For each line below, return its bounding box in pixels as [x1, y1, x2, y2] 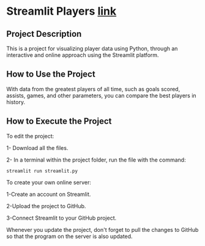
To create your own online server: [6, 179, 92, 186]
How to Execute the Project [6, 116, 112, 127]
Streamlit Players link [6, 4, 117, 18]
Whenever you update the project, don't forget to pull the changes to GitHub [6, 226, 199, 233]
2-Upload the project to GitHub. [6, 202, 86, 209]
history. [6, 98, 26, 105]
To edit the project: [6, 132, 54, 140]
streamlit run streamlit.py [6, 168, 78, 174]
